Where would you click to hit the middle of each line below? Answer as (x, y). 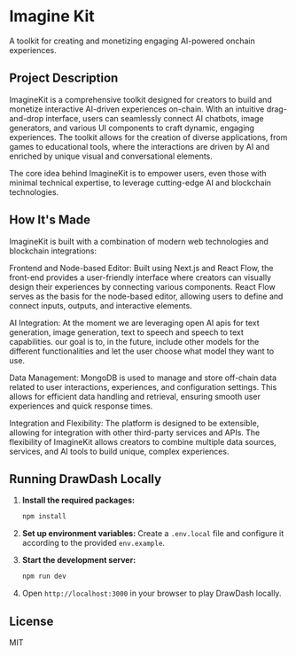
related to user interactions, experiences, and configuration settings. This (143, 386)
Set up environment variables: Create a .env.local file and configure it (153, 534)
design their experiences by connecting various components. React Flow (143, 286)
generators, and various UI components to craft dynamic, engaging (132, 128)
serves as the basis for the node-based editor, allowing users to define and (146, 296)
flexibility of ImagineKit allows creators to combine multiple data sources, (143, 441)
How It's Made (50, 220)
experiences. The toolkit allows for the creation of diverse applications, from (148, 137)
